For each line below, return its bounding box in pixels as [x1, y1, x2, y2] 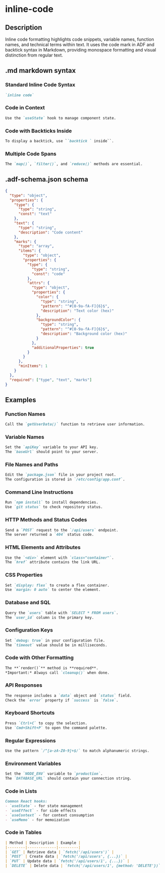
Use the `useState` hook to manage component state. [5, 116, 116, 120]
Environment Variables [5, 760, 61, 767]
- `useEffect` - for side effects [5, 808, 77, 813]
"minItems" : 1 [18, 363, 48, 369]
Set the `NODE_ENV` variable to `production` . [5, 771, 103, 776]
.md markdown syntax [5, 66, 76, 75]
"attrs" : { [27, 281, 50, 286]
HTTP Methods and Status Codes [5, 517, 87, 524]
